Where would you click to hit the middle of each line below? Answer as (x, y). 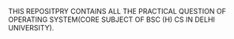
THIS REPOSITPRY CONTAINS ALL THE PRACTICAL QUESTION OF (117, 11)
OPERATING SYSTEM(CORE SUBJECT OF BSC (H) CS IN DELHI (112, 19)
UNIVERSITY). (31, 28)
